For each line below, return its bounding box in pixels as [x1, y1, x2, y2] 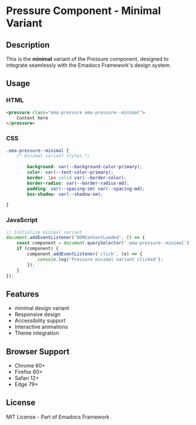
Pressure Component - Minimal [6, 4, 161, 18]
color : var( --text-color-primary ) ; [27, 169, 114, 175]
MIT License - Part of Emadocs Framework [6, 413, 110, 420]
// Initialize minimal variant [6, 229, 82, 235]
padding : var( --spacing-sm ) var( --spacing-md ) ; [27, 186, 145, 192]
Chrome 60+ [14, 362, 46, 369]
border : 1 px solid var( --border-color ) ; [27, 175, 127, 181]
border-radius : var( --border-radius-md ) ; [27, 180, 130, 186]
